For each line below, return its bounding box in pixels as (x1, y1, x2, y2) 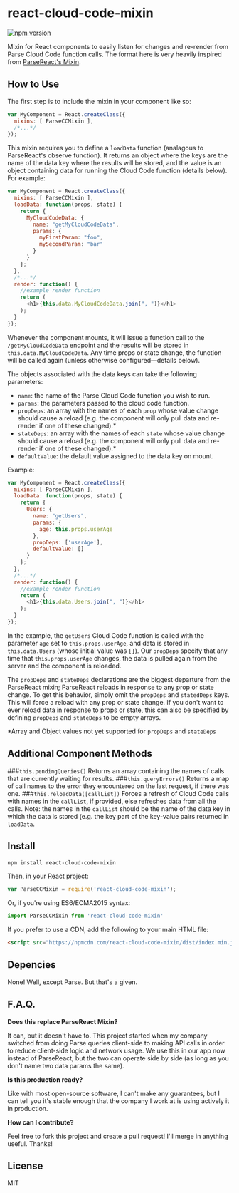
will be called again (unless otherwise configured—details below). (7, 356, 201, 364)
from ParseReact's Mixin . (7, 57, 81, 66)
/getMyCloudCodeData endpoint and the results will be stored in (7, 341, 189, 349)
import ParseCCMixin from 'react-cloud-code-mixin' (7, 912, 164, 920)
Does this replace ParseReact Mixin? (7, 1017, 118, 1026)
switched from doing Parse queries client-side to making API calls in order (7, 1038, 225, 1047)
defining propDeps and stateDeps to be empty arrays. (7, 713, 161, 721)
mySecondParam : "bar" (38, 241, 103, 248)
